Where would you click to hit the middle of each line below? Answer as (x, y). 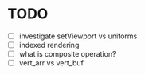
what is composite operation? (67, 54)
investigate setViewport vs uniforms (78, 36)
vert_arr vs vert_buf (51, 63)
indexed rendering (49, 45)
